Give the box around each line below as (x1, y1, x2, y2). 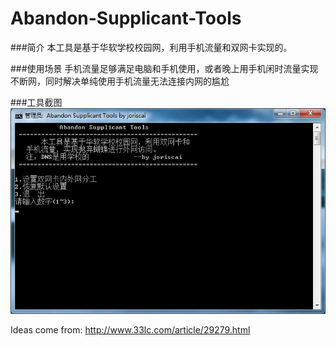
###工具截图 (10, 96, 63, 108)
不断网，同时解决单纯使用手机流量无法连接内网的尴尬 (10, 75, 230, 87)
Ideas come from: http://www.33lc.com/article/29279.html (10, 323, 251, 336)
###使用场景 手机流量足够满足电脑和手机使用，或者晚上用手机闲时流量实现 (10, 62, 319, 74)
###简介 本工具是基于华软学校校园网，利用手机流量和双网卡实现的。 (10, 41, 293, 53)
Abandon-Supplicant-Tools (10, 7, 242, 30)
